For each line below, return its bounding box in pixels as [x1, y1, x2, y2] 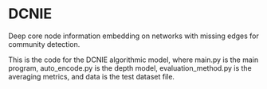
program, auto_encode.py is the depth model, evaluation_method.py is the [8, 63, 253, 72]
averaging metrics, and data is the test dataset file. [8, 72, 175, 81]
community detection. [8, 39, 80, 48]
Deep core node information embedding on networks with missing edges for [8, 31, 259, 41]
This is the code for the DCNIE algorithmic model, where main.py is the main [8, 55, 259, 64]
